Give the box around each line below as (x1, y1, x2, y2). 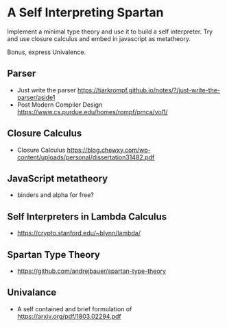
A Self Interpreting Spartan (7, 5, 164, 21)
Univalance (7, 287, 57, 298)
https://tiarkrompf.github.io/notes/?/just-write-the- (77, 86, 221, 94)
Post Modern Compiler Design (16, 101, 103, 109)
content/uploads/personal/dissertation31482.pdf (16, 153, 155, 161)
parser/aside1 (16, 93, 56, 101)
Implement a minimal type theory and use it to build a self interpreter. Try (7, 27, 213, 36)
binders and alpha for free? (16, 191, 94, 199)
